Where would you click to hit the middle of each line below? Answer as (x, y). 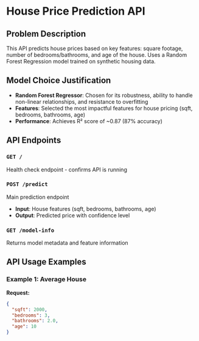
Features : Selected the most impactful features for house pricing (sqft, (104, 108)
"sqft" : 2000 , (30, 309)
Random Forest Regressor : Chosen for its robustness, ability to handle (104, 95)
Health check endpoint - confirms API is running (67, 170)
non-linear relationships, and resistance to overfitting (82, 101)
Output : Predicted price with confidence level (72, 215)
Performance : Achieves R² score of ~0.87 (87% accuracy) (89, 121)
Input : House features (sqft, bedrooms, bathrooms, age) (86, 209)
